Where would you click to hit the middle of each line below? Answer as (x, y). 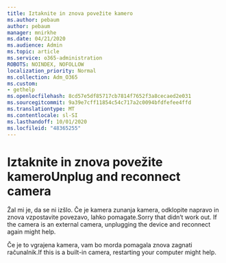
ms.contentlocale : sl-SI (42, 115)
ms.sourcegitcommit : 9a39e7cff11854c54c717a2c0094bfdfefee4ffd (99, 103)
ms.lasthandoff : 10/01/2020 (47, 122)
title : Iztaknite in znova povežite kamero (70, 13)
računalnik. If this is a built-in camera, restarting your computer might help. (112, 252)
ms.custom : (23, 84)
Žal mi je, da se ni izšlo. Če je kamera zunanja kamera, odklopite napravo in (113, 210)
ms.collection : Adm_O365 (42, 77)
